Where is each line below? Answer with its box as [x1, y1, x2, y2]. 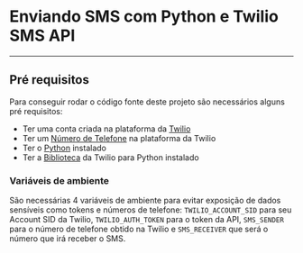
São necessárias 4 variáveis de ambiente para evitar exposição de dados [9, 195, 281, 206]
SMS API [9, 25, 76, 46]
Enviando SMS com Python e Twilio [9, 6, 280, 27]
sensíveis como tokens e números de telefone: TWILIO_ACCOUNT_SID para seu [9, 204, 292, 215]
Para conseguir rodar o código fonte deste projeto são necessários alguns [9, 96, 286, 107]
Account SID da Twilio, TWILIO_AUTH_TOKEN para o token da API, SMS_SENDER [9, 214, 284, 225]
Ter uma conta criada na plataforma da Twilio [22, 123, 191, 134]
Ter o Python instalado [22, 142, 106, 153]
